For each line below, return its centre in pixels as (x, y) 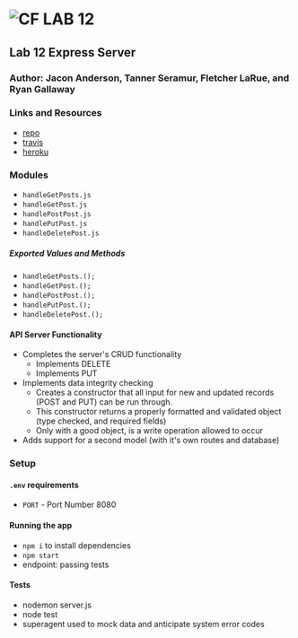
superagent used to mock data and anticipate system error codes (143, 624)
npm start (41, 555)
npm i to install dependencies (77, 545)
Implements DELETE (73, 364)
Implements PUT (66, 373)
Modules (29, 175)
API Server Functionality (56, 334)
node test (40, 614)
